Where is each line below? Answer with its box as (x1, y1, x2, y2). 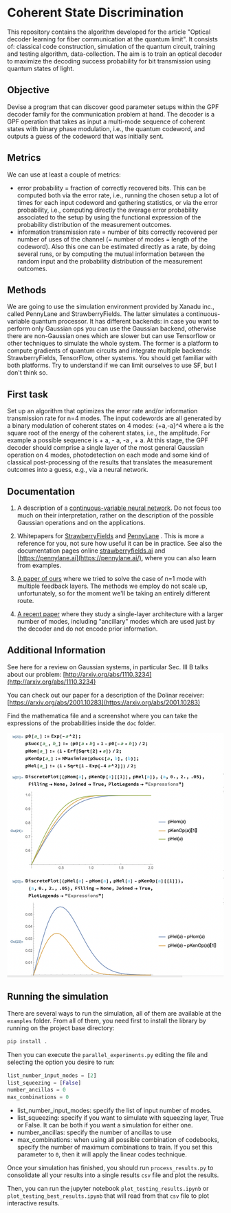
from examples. (16, 561, 62, 569)
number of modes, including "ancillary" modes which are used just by (16, 618, 215, 625)
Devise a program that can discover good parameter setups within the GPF (7, 102, 219, 111)
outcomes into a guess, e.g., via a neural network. (7, 466, 149, 474)
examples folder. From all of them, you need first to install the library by (7, 1016, 206, 1025)
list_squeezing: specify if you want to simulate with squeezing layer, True (16, 1114, 224, 1122)
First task (7, 388, 48, 400)
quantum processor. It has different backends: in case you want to (31, 317, 219, 326)
